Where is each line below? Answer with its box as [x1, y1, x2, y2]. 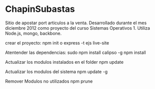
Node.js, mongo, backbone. [5, 30, 62, 36]
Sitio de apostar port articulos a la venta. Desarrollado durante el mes [5, 20, 147, 26]
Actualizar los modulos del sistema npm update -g [5, 68, 108, 75]
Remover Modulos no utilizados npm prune [5, 78, 93, 84]
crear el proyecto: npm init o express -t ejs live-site [5, 40, 109, 45]
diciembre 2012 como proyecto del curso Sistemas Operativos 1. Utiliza [5, 25, 150, 31]
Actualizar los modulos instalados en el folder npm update [5, 59, 124, 65]
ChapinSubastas [5, 3, 75, 15]
